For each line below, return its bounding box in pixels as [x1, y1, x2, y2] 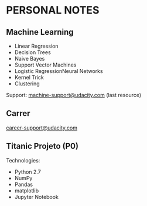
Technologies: [6, 157, 40, 164]
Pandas [14, 181, 33, 188]
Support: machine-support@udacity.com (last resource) [6, 92, 142, 98]
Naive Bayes [14, 55, 45, 62]
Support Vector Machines [14, 61, 77, 68]
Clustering [14, 80, 40, 87]
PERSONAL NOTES [6, 4, 100, 17]
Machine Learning [6, 27, 74, 37]
